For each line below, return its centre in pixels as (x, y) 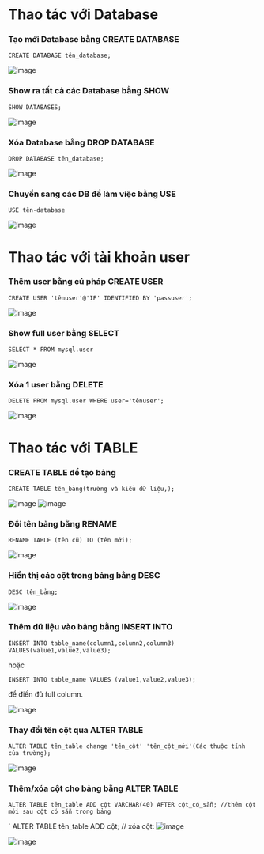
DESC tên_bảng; (33, 592)
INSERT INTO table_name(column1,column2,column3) (92, 643)
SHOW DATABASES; (35, 107)
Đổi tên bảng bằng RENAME (62, 523)
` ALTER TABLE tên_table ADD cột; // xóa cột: (81, 826)
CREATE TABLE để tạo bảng (62, 472)
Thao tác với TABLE (73, 448)
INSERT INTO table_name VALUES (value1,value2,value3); (102, 679)
